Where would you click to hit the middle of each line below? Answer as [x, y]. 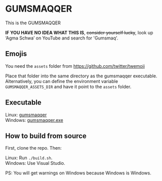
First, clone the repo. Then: [33, 148]
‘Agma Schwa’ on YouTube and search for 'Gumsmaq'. [62, 38]
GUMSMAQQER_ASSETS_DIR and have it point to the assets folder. [68, 86]
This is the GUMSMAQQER [33, 23]
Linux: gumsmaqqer [26, 115]
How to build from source [46, 136]
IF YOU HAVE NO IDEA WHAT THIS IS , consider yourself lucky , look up [79, 32]
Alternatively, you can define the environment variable [62, 81]
